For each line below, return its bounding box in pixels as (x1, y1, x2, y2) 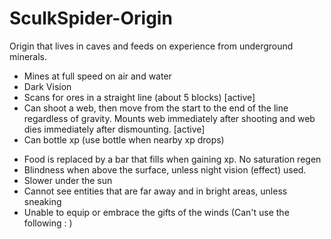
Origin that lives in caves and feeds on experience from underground (9, 40, 294, 52)
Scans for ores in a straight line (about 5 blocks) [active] (23, 91, 256, 103)
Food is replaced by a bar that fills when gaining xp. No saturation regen (23, 153, 322, 165)
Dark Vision (23, 80, 72, 92)
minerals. (9, 50, 48, 62)
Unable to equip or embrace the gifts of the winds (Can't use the (23, 206, 290, 218)
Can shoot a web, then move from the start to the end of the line (23, 102, 289, 114)
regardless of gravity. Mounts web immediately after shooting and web (23, 112, 316, 124)
